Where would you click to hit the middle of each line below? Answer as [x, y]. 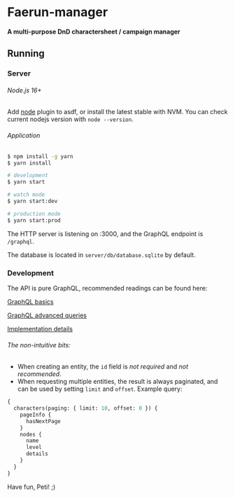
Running [26, 54]
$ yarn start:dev [33, 201]
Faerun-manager [58, 12]
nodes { [31, 434]
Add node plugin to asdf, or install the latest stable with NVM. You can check [117, 112]
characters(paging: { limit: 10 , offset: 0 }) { [86, 408]
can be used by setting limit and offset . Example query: [100, 389]
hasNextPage [43, 421]
